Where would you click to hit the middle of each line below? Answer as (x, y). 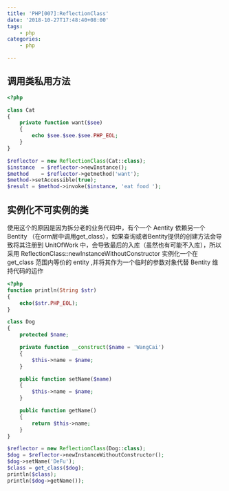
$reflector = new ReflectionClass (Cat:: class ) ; (77, 161)
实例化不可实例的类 (48, 210)
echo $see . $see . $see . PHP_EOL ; (75, 136)
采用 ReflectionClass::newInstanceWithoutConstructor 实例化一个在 (102, 253)
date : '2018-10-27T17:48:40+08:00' (58, 20)
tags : (15, 26)
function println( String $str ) (52, 290)
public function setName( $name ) (66, 379)
